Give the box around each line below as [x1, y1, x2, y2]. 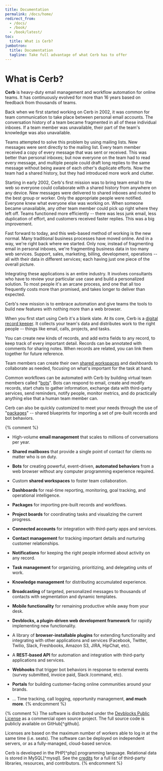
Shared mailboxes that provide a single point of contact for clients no [12, 448, 152, 455]
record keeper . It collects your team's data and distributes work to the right [5, 321, 156, 326]
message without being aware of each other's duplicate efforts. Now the [5, 165, 151, 171]
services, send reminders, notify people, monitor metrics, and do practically [5, 390, 157, 396]
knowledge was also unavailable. [5, 130, 72, 136]
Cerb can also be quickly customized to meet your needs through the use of [5, 405, 158, 411]
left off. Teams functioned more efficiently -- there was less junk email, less [5, 211, 157, 216]
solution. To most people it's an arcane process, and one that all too [5, 281, 141, 287]
